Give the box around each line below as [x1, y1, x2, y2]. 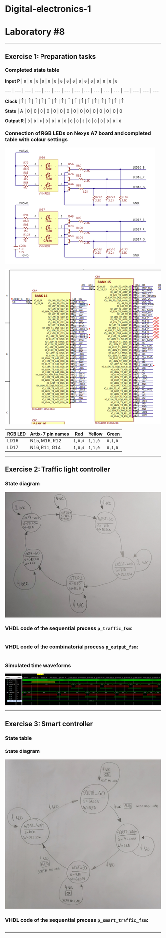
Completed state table [5, 67, 60, 74]
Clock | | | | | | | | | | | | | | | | [5, 98, 120, 104]
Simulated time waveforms [5, 662, 71, 669]
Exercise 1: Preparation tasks [5, 52, 96, 61]
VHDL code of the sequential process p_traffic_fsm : [5, 625, 133, 632]
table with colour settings [5, 136, 68, 143]
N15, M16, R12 [30, 438, 62, 444]
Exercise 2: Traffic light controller [5, 465, 110, 474]
